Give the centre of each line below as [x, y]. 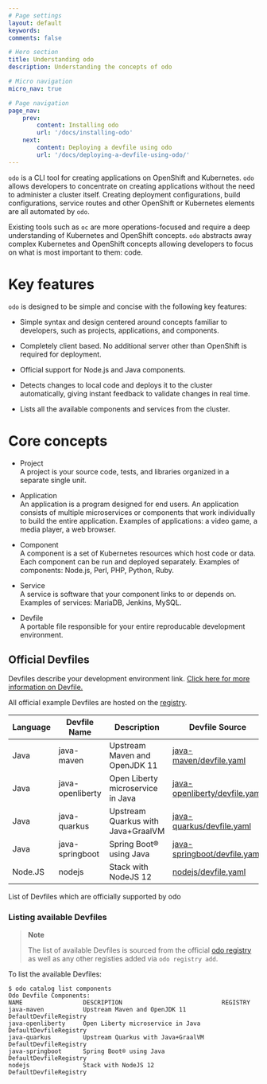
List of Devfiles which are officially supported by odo [95, 897]
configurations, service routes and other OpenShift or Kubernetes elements [132, 203]
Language [32, 727]
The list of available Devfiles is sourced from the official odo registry [139, 950]
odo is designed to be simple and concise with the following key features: [128, 306]
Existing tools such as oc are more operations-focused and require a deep [129, 227]
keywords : [25, 30]
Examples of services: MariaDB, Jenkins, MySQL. [101, 602]
